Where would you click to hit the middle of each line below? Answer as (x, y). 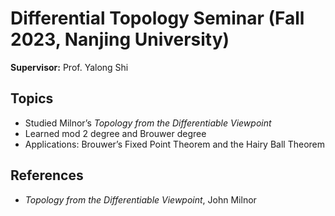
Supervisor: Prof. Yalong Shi (69, 67)
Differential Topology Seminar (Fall (157, 18)
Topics (32, 98)
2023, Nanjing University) (120, 39)
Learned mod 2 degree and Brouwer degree (115, 133)
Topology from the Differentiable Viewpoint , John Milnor (140, 199)
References (47, 175)
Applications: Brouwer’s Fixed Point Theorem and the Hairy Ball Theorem (175, 144)
